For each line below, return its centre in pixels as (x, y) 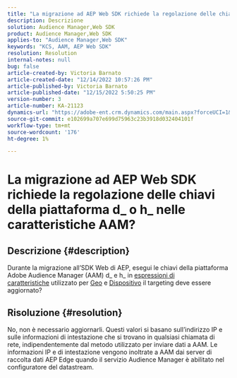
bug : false (23, 66)
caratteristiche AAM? (72, 225)
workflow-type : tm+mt (39, 125)
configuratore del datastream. (50, 367)
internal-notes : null (39, 60)
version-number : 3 (34, 100)
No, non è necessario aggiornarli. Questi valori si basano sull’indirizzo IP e (115, 330)
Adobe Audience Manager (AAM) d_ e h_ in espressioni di (91, 276)
